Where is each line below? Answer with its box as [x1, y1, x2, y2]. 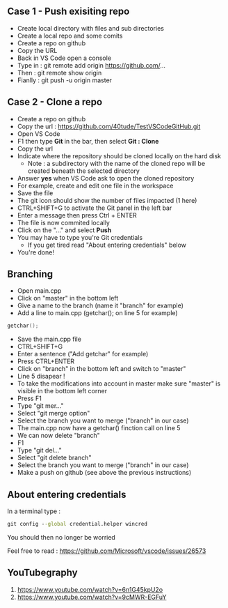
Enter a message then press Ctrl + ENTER [17, 211, 137, 219]
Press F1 [17, 394, 42, 403]
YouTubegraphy [7, 567, 78, 579]
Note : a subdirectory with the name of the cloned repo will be [27, 159, 206, 167]
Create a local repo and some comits [17, 31, 123, 40]
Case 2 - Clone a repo [7, 96, 103, 108]
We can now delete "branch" [17, 432, 101, 440]
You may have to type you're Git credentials [17, 233, 143, 241]
